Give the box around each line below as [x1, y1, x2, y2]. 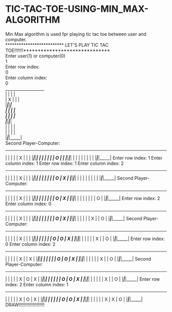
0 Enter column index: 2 [5, 241, 56, 247]
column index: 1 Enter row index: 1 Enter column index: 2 [5, 160, 124, 166]
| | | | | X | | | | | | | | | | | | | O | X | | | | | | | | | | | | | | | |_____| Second [5, 175, 134, 181]
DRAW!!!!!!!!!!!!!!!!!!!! [5, 301, 45, 308]
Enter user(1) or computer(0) [5, 52, 66, 59]
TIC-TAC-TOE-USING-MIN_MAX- [5, 3, 149, 15]
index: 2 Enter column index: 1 [5, 281, 69, 287]
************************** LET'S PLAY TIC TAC [5, 42, 109, 48]
